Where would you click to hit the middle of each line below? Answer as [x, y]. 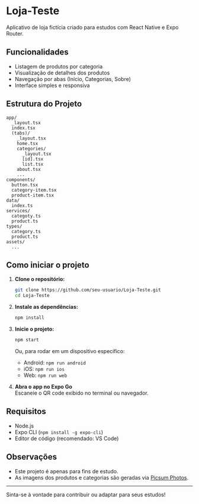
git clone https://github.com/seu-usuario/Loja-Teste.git [88, 290]
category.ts [26, 231]
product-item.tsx [33, 195]
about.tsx [29, 169]
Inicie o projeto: [34, 329]
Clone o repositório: [40, 279]
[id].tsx [33, 159]
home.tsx [28, 143]
